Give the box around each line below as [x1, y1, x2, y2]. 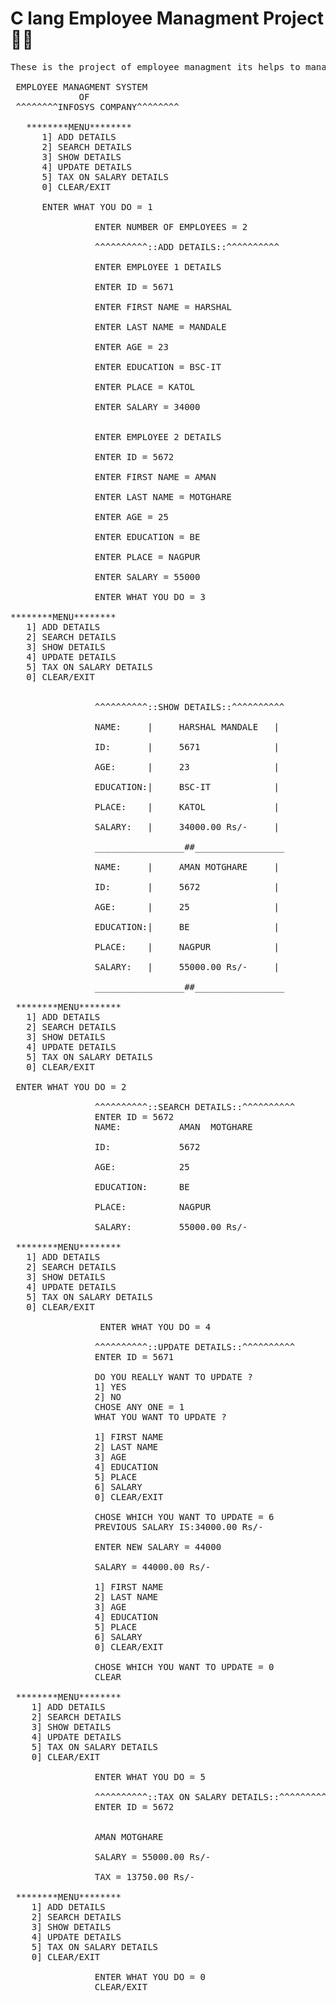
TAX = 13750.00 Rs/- [94, 1871, 196, 1882]
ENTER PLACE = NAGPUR [94, 551, 201, 562]
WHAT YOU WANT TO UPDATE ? [94, 1411, 227, 1422]
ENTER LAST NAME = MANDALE [94, 321, 227, 332]
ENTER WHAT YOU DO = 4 [99, 1321, 212, 1332]
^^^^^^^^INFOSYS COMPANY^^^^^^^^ [15, 101, 180, 112]
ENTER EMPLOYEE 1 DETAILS [94, 261, 222, 272]
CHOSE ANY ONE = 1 [94, 1401, 185, 1412]
